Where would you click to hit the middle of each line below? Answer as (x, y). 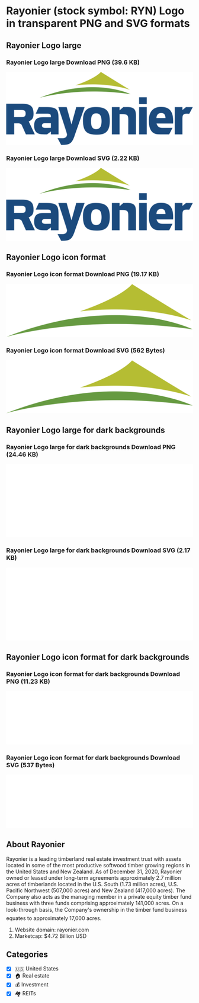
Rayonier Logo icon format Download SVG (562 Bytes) (86, 351)
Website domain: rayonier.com (52, 930)
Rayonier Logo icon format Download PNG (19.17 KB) (83, 274)
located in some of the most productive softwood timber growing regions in (98, 865)
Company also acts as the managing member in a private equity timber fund (99, 896)
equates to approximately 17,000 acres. (54, 918)
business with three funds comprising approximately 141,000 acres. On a (95, 903)
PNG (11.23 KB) (28, 681)
